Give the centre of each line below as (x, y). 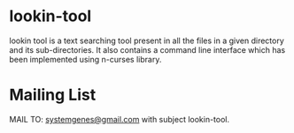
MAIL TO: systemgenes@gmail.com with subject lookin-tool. (120, 119)
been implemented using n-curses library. (85, 59)
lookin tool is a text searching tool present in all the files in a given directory (147, 41)
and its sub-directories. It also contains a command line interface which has (147, 49)
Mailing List (53, 95)
